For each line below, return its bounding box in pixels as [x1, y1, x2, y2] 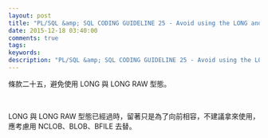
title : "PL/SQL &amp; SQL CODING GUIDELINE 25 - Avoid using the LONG [8, 19, 248, 27]
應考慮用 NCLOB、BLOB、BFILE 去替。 [8, 121, 137, 131]
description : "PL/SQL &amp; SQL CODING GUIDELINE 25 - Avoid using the [8, 57, 251, 65]
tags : [8, 41, 26, 49]
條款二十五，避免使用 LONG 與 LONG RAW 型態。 [8, 79, 171, 89]
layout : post [8, 11, 52, 20]
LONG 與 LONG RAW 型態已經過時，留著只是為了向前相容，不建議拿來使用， [8, 111, 260, 120]
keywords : [8, 49, 41, 57]
